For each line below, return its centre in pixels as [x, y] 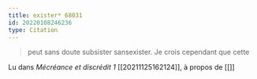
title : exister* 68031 [45, 15]
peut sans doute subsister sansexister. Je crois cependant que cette [138, 52]
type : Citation [33, 30]
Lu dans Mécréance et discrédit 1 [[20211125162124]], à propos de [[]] [121, 67]
